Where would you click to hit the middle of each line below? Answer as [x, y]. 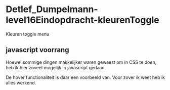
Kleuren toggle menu [28, 34]
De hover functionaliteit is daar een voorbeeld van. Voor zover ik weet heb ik [86, 77]
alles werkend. [21, 82]
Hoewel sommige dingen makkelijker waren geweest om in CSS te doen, [81, 62]
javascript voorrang [37, 50]
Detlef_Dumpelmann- [52, 9]
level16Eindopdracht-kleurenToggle [82, 20]
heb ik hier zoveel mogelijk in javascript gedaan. [56, 67]
